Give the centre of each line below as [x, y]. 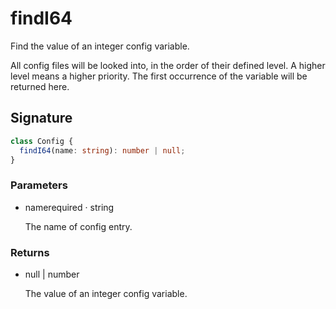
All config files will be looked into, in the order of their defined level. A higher [168, 65]
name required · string [69, 207]
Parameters [39, 185]
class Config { [42, 141]
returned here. [40, 86]
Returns [30, 252]
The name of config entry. [78, 226]
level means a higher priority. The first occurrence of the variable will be [159, 76]
